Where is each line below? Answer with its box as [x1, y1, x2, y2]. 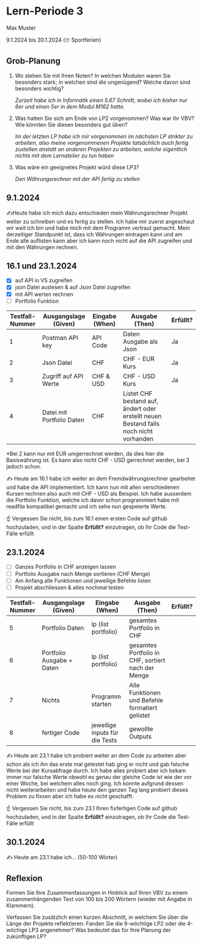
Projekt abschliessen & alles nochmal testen [14, 584, 124, 591]
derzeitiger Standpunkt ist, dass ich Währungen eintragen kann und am [6, 230, 183, 238]
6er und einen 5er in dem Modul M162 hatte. [14, 102, 125, 110]
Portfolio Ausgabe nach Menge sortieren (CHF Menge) [14, 570, 151, 577]
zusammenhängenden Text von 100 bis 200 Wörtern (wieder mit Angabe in [6, 895, 192, 903]
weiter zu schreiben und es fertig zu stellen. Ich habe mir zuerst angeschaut [6, 218, 195, 225]
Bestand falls [123, 419, 160, 427]
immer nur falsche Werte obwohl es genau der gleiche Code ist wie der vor [6, 773, 192, 780]
